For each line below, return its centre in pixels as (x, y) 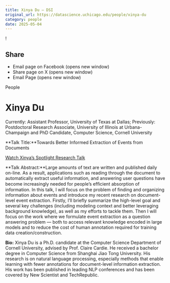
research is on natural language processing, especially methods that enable (84, 259)
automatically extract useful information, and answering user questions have (85, 178)
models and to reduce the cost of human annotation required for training (81, 227)
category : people (24, 19)
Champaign (17, 133)
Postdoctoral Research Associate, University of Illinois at (64, 127)
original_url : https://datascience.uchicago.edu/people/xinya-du (76, 15)
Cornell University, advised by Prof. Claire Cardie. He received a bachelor (82, 248)
